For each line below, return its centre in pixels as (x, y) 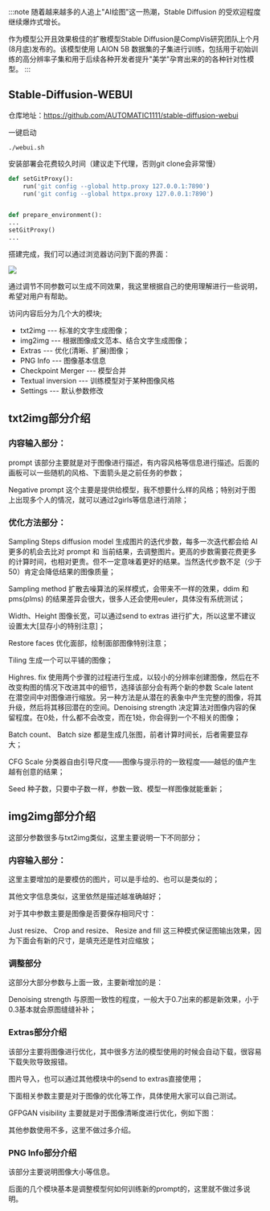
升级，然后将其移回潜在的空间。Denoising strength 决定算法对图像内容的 (129, 707)
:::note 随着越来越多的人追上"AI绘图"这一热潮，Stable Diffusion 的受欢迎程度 (135, 12)
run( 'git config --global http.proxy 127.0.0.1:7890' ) (117, 186)
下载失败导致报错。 (40, 1061)
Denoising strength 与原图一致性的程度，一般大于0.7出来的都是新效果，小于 (134, 1000)
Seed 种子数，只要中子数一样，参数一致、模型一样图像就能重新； (117, 788)
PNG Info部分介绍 (43, 1152)
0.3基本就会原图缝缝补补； (52, 1010)
